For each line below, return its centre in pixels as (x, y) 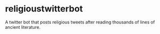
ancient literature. (23, 27)
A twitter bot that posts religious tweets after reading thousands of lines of (80, 22)
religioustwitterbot (44, 9)
